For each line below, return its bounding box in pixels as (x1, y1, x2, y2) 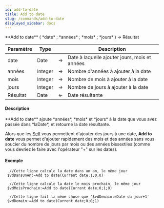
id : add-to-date (5, 7, 38, 12)
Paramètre (7, 46, 33, 53)
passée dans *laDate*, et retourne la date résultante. (5, 122, 111, 127)
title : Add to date (5, 12, 45, 17)
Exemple (5, 158, 23, 164)
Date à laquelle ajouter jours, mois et (67, 54, 151, 61)
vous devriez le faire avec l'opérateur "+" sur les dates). (5, 146, 118, 152)
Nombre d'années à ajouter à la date (67, 68, 151, 75)
